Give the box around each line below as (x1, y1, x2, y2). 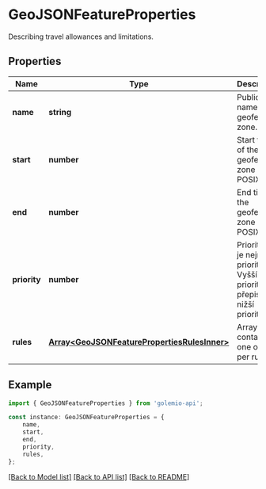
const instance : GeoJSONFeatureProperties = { (8, 414, 165, 422)
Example (8, 378, 52, 392)
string (48, 106, 72, 117)
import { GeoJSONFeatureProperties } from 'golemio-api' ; (8, 399, 203, 407)
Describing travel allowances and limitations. (8, 32, 154, 41)
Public (237, 91, 260, 102)
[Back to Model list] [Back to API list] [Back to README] (8, 472, 190, 481)
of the (237, 144, 259, 155)
